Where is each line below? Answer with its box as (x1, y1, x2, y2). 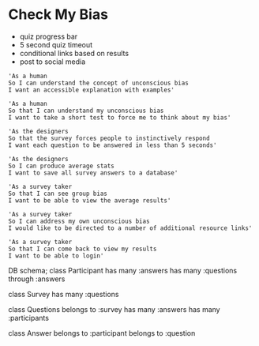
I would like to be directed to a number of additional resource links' (8, 224, 253, 232)
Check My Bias (8, 6, 109, 24)
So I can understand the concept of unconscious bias (8, 79, 190, 87)
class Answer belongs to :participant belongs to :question (8, 328, 196, 337)
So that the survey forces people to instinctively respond (8, 134, 211, 142)
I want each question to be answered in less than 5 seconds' (8, 141, 217, 149)
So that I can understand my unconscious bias (8, 107, 164, 115)
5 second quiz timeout (19, 39, 93, 49)
